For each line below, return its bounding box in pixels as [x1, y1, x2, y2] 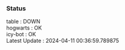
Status [6, 4, 26, 13]
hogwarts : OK [6, 24, 42, 31]
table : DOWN [6, 18, 40, 25]
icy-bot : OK [6, 31, 36, 38]
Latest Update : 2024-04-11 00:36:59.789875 [6, 37, 120, 45]
